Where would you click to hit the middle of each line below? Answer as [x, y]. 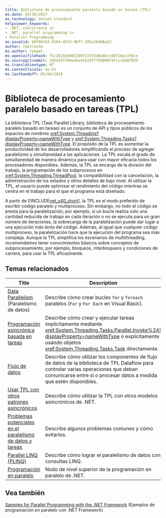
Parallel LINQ [23, 455]
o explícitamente [140, 336]
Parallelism [20, 297]
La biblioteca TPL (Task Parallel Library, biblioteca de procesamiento [75, 123]
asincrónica [21, 330]
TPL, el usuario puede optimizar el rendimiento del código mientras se [77, 186]
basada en [20, 336]
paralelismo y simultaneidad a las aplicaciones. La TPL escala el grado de [80, 154]
